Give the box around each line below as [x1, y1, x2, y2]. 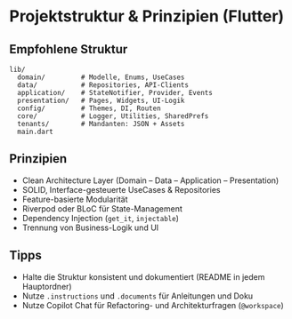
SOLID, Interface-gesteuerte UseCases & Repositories [21, 184, 221, 195]
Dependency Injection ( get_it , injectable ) [21, 212, 180, 223]
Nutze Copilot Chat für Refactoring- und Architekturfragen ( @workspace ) [21, 299, 285, 310]
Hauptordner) [21, 281, 73, 291]
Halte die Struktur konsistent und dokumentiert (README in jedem [21, 271, 265, 282]
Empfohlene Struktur [9, 42, 128, 57]
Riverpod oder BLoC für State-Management [21, 203, 182, 214]
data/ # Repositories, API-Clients [17, 81, 190, 90]
